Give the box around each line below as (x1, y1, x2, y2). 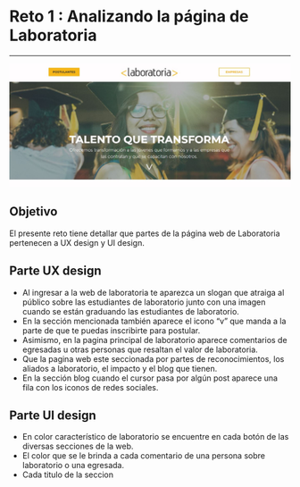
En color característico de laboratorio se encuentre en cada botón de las (21, 432, 289, 442)
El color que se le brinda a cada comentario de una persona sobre (21, 450, 266, 461)
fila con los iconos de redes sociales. (21, 382, 159, 392)
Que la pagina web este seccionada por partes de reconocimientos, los (21, 353, 285, 364)
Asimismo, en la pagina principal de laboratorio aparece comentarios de (21, 334, 287, 345)
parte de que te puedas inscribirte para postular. (21, 324, 201, 336)
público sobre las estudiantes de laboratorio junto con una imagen (21, 297, 266, 307)
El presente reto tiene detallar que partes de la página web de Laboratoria (9, 228, 280, 239)
